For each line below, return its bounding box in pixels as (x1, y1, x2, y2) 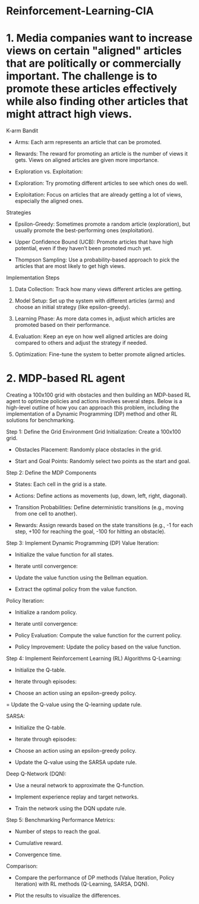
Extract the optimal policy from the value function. (14, 585, 138, 593)
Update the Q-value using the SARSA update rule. (14, 759, 137, 766)
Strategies (6, 209, 31, 216)
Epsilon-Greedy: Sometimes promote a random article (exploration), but (14, 220, 191, 227)
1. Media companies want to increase (6, 32, 193, 45)
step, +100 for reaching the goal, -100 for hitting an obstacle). (14, 528, 166, 535)
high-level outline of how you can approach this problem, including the (6, 404, 179, 412)
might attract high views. (6, 107, 132, 121)
